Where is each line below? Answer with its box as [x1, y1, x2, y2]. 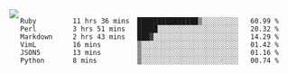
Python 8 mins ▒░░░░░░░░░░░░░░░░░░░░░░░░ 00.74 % [20, 56, 280, 65]
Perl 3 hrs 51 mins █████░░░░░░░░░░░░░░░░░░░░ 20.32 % [20, 24, 280, 33]
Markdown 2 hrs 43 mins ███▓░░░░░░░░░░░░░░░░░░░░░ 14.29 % [20, 32, 280, 42]
